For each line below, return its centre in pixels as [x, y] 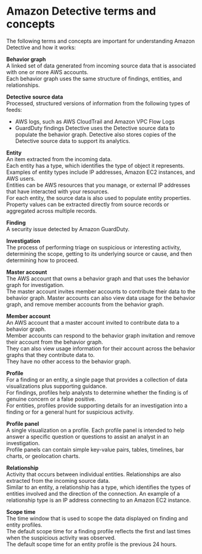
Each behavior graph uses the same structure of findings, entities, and [94, 78]
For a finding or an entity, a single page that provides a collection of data [97, 379]
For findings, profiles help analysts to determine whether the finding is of [97, 392]
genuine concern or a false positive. [51, 399]
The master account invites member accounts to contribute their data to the [101, 291]
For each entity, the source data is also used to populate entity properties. [99, 198]
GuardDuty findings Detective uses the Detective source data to [95, 128]
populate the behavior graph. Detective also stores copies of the [96, 134]
